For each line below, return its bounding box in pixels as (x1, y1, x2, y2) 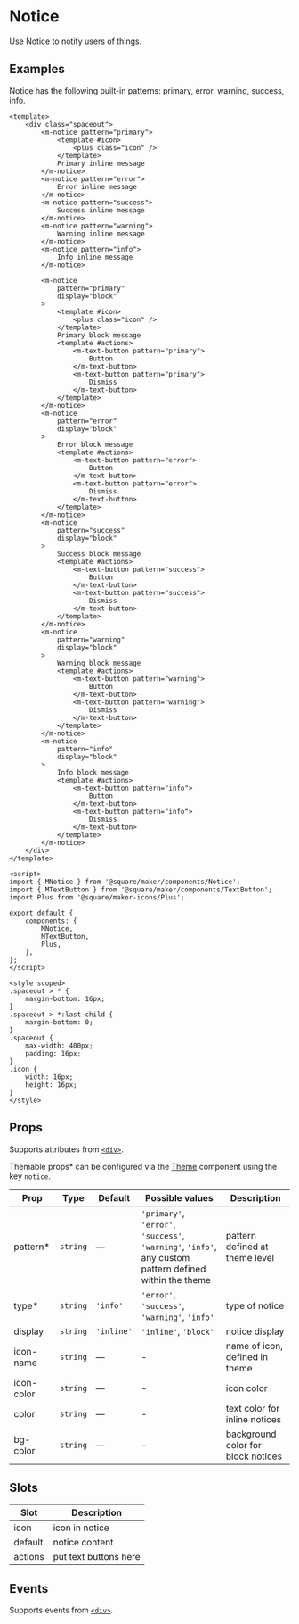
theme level (225, 1251, 274, 1264)
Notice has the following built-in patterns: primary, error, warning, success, (9, 85, 285, 95)
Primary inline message (56, 159, 145, 168)
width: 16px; (25, 1073, 74, 1081)
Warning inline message (56, 229, 145, 238)
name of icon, (225, 1339, 283, 1352)
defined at (225, 1240, 269, 1253)
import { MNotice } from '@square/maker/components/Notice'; (9, 877, 241, 886)
